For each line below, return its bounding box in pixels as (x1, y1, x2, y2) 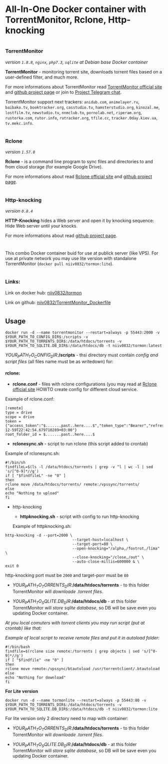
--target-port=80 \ (72, 541, 113, 547)
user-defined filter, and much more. (5, 74, 78, 80)
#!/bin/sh (5, 460, 26, 465)
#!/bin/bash (5, 644, 30, 649)
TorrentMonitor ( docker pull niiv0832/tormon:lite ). (5, 261, 113, 267)
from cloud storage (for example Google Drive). (5, 164, 103, 170)
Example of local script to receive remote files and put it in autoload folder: (5, 634, 160, 640)
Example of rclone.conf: (5, 396, 54, 402)
